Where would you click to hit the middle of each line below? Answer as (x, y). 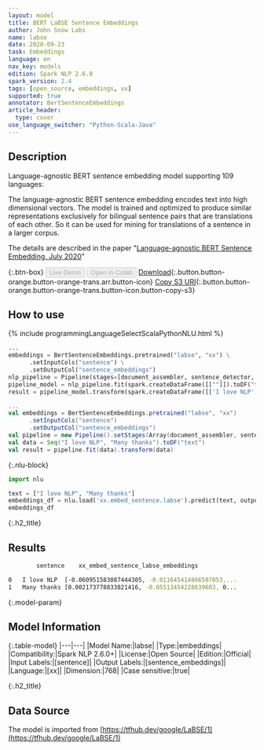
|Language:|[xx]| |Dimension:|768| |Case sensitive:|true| (99, 671)
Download (154, 272)
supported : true (35, 96)
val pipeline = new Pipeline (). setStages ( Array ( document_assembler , (123, 435)
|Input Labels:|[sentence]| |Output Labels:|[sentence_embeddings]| (117, 662)
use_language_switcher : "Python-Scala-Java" (82, 125)
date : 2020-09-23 (37, 45)
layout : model (31, 15)
